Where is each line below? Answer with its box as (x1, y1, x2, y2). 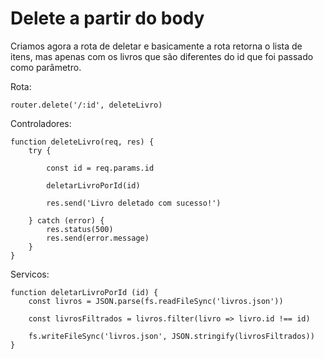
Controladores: (10, 117, 72, 129)
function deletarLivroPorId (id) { (10, 287, 159, 297)
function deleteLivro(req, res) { (10, 137, 155, 147)
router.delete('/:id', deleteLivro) (10, 100, 163, 110)
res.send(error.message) (46, 233, 150, 243)
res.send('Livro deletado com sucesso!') (46, 198, 222, 208)
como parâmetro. (10, 61, 82, 73)
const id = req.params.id (46, 163, 155, 173)
